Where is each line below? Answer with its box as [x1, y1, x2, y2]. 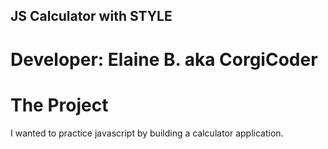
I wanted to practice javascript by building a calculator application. [10, 127, 284, 139]
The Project [10, 94, 109, 116]
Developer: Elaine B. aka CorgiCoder [10, 48, 318, 71]
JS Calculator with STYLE [10, 8, 173, 25]
